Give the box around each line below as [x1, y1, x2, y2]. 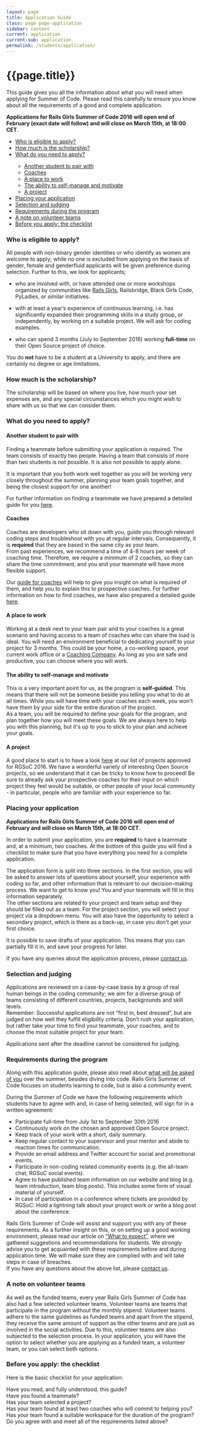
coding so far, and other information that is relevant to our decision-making [6, 879, 193, 887]
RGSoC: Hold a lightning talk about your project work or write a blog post [14, 1202, 197, 1209]
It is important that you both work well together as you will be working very [6, 470, 192, 477]
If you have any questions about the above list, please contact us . [6, 1265, 169, 1272]
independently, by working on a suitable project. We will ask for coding [14, 318, 191, 325]
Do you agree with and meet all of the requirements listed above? [6, 1418, 168, 1425]
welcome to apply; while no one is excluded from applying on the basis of [6, 255, 189, 263]
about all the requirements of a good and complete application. [6, 101, 163, 109]
